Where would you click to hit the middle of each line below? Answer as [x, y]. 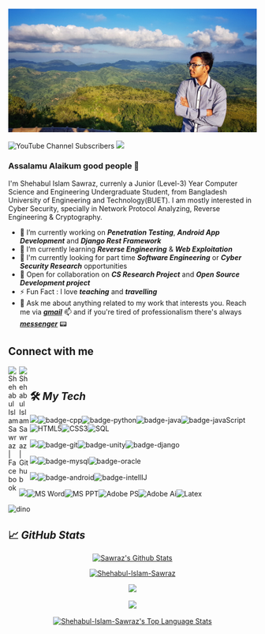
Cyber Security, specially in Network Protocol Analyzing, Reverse [114, 208]
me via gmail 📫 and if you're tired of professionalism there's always [131, 311]
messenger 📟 [43, 323]
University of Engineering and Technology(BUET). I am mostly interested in [130, 200]
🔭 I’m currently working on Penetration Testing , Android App [119, 232]
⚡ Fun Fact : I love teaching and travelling [88, 291]
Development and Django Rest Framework [90, 240]
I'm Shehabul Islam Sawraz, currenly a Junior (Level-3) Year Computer [123, 183]
